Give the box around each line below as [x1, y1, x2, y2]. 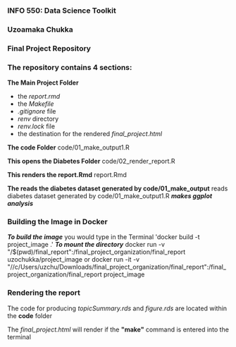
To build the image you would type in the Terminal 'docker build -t [7, 233, 200, 241]
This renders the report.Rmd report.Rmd [7, 171, 127, 179]
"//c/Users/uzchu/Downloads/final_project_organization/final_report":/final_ [7, 263, 227, 272]
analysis [7, 200, 34, 208]
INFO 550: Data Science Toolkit [7, 6, 116, 16]
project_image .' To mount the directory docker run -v [7, 241, 166, 249]
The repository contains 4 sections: [7, 62, 132, 72]
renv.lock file [17, 122, 55, 130]
